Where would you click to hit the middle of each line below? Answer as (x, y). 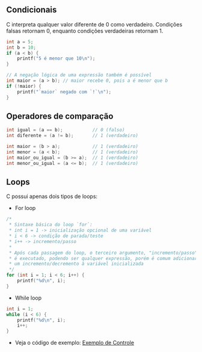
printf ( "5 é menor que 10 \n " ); (56, 59)
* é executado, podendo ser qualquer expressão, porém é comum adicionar (103, 258)
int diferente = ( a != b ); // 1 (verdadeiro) (72, 136)
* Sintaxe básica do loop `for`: (51, 225)
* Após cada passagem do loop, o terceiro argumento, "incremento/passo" (103, 253)
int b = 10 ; (21, 48)
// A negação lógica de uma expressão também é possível (79, 75)
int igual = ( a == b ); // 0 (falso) (66, 130)
